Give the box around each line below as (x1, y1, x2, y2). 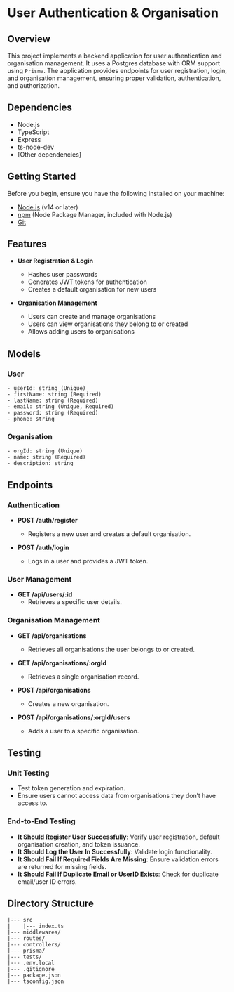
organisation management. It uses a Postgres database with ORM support (7, 59, 221, 67)
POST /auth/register (17, 516, 78, 525)
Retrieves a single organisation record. (27, 672, 139, 681)
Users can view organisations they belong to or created (27, 320, 188, 328)
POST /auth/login (17, 543, 69, 552)
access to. (17, 799, 48, 807)
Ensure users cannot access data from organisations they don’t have (17, 792, 216, 800)
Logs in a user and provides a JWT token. (27, 557, 149, 566)
